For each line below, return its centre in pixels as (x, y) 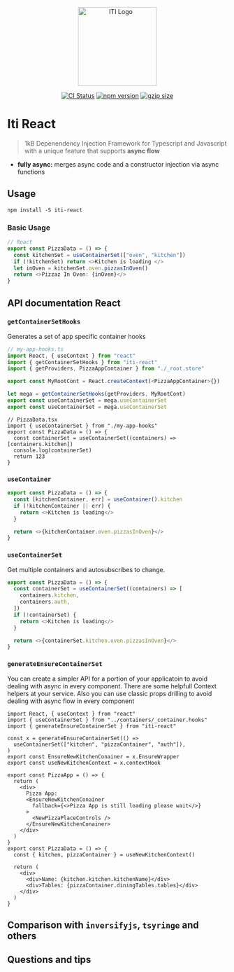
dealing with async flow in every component (71, 701)
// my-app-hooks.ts (36, 349)
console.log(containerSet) (53, 450)
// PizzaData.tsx (32, 419)
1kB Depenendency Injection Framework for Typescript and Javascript (125, 143)
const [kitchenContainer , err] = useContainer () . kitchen (98, 500)
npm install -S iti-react (45, 210)
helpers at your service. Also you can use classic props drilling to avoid (110, 693)
